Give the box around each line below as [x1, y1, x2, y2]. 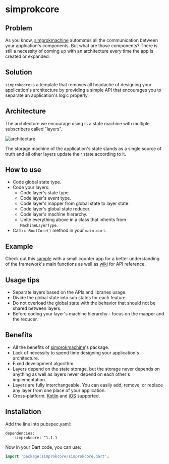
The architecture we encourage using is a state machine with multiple [5, 120, 150, 126]
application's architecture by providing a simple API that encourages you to [5, 87, 161, 93]
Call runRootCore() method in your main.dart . [12, 227, 107, 234]
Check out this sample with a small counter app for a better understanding [5, 256, 160, 262]
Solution [5, 68, 32, 77]
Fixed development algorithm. [12, 360, 75, 366]
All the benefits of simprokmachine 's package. [12, 344, 109, 350]
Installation [5, 407, 41, 416]
